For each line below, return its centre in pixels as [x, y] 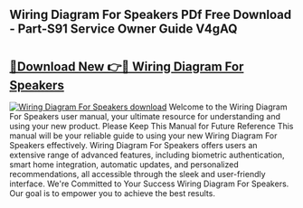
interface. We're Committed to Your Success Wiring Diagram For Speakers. [149, 184]
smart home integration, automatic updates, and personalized [124, 165]
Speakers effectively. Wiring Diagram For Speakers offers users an [133, 145]
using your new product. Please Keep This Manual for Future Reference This [151, 126]
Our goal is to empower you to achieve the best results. [112, 193]
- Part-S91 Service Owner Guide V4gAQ [123, 29]
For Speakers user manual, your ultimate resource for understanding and [145, 116]
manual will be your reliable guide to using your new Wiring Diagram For [143, 136]
